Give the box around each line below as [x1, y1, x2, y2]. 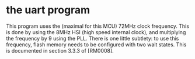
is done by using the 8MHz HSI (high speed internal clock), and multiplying [6, 28, 186, 35]
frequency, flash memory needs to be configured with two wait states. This [6, 41, 187, 48]
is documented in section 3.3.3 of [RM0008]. [6, 47, 114, 54]
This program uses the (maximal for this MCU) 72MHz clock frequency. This [6, 23, 190, 30]
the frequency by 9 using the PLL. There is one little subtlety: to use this [6, 35, 179, 42]
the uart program [6, 3, 90, 17]
